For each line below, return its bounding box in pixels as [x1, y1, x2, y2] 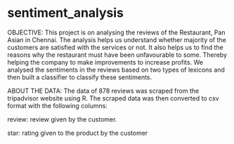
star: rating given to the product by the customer [7, 129, 148, 137]
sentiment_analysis [7, 5, 124, 21]
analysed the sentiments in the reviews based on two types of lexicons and [7, 65, 225, 74]
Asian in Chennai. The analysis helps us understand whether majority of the [7, 35, 226, 44]
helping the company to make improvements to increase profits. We [7, 58, 204, 66]
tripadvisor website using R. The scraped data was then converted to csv [7, 93, 219, 103]
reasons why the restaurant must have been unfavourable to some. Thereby [7, 51, 227, 59]
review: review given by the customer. [7, 114, 117, 124]
